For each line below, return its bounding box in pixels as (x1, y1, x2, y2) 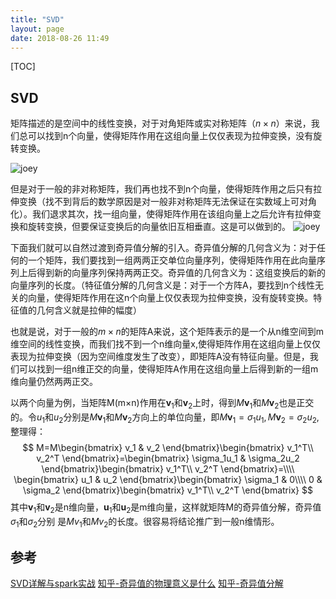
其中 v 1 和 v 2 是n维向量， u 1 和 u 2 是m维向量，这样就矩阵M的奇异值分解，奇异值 (10, 501, 322, 515)
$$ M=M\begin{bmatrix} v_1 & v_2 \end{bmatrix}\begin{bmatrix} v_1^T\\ (22, 441, 314, 453)
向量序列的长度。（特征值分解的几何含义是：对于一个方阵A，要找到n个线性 (10, 279, 315, 291)
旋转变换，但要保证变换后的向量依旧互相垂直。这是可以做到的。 (27, 221, 291, 233)
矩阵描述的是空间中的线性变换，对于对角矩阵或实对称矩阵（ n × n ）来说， (10, 117, 312, 130)
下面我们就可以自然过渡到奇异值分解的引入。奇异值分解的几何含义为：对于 (10, 242, 317, 254)
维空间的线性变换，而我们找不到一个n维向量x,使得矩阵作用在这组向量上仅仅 (10, 338, 321, 350)
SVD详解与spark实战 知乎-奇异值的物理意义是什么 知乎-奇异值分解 (10, 577, 284, 590)
